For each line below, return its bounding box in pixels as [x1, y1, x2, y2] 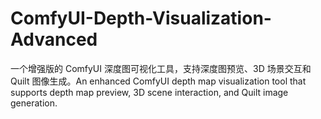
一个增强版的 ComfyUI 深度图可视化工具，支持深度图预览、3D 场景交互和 [10, 62, 312, 74]
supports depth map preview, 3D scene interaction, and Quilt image [10, 86, 289, 98]
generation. [10, 97, 58, 109]
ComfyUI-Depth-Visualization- [10, 7, 272, 30]
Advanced [10, 28, 98, 51]
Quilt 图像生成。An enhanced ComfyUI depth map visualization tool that [10, 75, 307, 87]
